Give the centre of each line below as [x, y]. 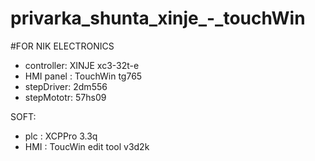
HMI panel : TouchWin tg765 [83, 76]
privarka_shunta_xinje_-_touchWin [158, 18]
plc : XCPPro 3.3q [61, 136]
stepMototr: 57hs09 [65, 97]
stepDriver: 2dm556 [66, 86]
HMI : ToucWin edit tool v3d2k [87, 146]
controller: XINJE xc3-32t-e [82, 65]
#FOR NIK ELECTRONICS [62, 46]
